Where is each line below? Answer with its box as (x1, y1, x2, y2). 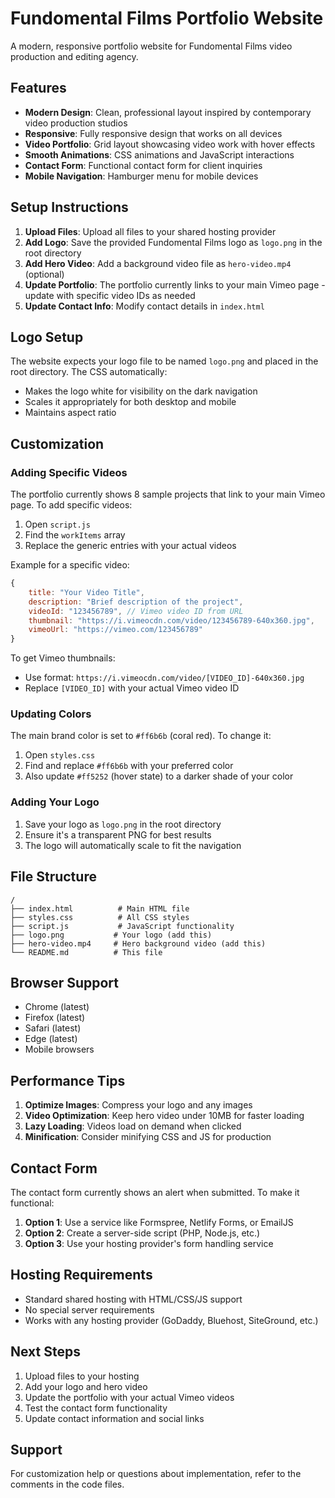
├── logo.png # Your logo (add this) (10, 930, 213, 940)
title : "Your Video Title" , (28, 587, 145, 597)
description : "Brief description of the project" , (28, 597, 244, 607)
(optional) (24, 268, 65, 280)
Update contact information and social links (24, 1412, 205, 1424)
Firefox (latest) (24, 1012, 86, 1024)
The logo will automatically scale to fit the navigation (24, 839, 242, 851)
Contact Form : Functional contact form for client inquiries (24, 159, 263, 171)
